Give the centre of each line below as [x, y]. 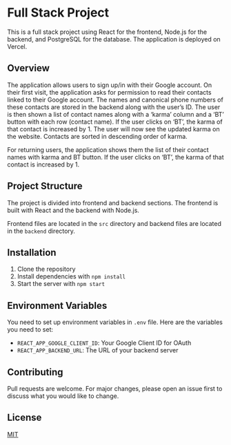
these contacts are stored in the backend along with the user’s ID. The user [114, 107]
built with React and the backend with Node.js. [73, 210]
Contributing [35, 372]
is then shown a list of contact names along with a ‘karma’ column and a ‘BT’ [115, 114]
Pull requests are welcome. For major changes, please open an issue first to [115, 389]
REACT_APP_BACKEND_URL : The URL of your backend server [98, 350]
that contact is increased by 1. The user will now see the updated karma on [113, 129]
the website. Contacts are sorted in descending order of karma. [97, 136]
